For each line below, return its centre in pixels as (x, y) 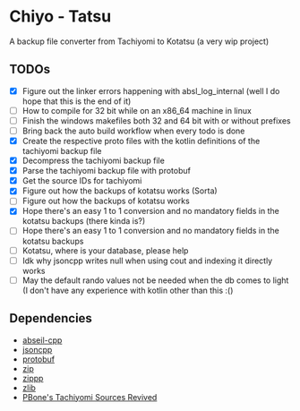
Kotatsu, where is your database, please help (105, 250)
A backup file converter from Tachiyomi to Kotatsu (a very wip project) (139, 41)
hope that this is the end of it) (77, 101)
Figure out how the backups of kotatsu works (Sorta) (120, 191)
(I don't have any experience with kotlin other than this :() (128, 290)
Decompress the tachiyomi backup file (94, 161)
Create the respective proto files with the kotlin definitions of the (141, 141)
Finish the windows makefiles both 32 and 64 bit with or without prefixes (156, 120)
